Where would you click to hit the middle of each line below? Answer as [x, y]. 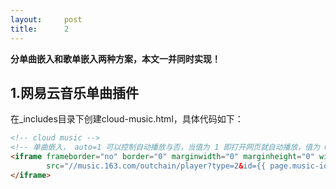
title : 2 [40, 29]
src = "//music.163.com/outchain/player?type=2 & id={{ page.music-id [187, 166]
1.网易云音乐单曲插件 [75, 92]
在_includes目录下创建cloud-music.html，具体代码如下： [127, 119]
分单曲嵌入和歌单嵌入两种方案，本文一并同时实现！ [115, 58]
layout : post [46, 19]
